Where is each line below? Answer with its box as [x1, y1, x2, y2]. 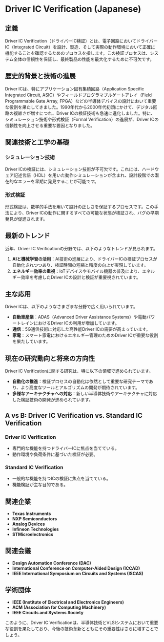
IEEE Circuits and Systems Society [12, 609, 84, 615]
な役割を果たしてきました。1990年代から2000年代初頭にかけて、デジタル [5, 104, 154, 110]
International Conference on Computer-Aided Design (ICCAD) [12, 565, 140, 571]
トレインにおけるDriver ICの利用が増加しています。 [16, 320, 120, 326]
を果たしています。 [12, 339, 50, 344]
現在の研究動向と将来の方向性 [5, 354, 95, 363]
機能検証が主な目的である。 [12, 482, 68, 488]
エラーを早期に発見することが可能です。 [18, 178, 99, 184]
